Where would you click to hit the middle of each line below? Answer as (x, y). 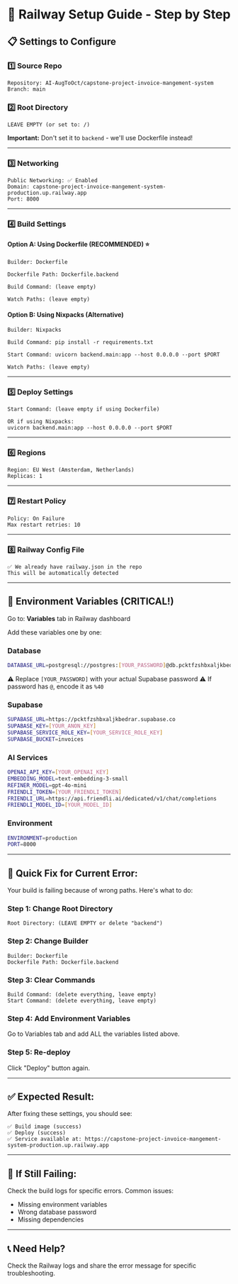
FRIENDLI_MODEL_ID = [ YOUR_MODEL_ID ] (60, 805)
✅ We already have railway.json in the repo (75, 566)
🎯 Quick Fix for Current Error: (73, 873)
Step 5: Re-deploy (39, 1052)
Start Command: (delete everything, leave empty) (82, 1001)
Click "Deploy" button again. (49, 1068)
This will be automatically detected (63, 573)
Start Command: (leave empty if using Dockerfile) (84, 409)
